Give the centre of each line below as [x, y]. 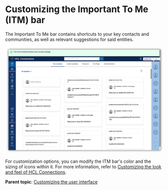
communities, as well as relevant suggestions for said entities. [69, 39]
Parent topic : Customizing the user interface [52, 182]
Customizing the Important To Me [77, 9]
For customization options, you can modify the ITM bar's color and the [78, 161]
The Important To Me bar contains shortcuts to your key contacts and [77, 34]
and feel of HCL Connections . [36, 172]
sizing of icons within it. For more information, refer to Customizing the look [83, 167]
